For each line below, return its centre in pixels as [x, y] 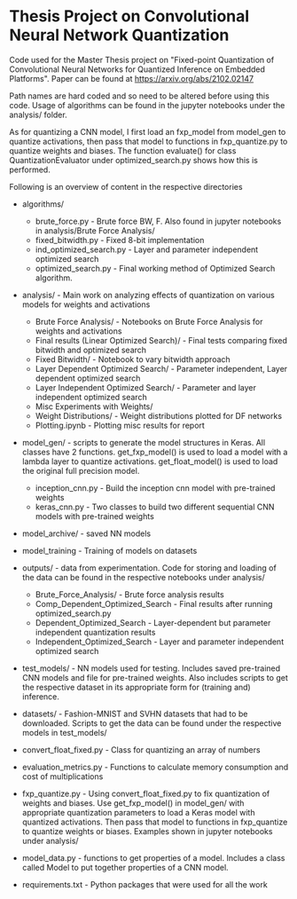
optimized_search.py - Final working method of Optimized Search [155, 268]
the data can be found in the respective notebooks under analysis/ [143, 577]
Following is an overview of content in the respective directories [126, 186]
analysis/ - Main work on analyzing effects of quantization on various [148, 295]
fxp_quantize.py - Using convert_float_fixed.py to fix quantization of [146, 793]
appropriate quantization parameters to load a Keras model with [138, 812]
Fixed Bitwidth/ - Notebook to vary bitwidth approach [133, 359]
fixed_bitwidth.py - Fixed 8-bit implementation [120, 240]
